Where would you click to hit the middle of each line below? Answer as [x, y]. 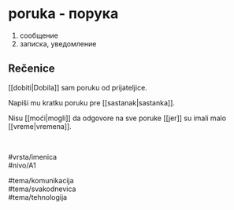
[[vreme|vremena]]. [40, 126]
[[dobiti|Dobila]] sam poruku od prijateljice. [78, 87]
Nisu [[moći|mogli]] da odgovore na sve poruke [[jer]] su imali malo [117, 118]
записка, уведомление [58, 43]
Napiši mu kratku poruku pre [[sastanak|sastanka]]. [92, 102]
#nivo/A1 [22, 165]
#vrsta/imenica [33, 157]
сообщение [39, 35]
